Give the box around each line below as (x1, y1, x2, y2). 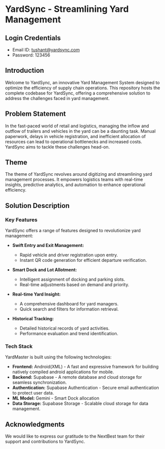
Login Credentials (5, 34, 61, 42)
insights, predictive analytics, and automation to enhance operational (5, 182, 146, 188)
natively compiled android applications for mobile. (12, 369, 114, 375)
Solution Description (5, 201, 70, 210)
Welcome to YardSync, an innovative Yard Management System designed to (5, 79, 160, 85)
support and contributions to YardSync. (5, 439, 85, 445)
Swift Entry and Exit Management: (12, 243, 84, 249)
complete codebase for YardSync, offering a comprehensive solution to (5, 90, 151, 96)
